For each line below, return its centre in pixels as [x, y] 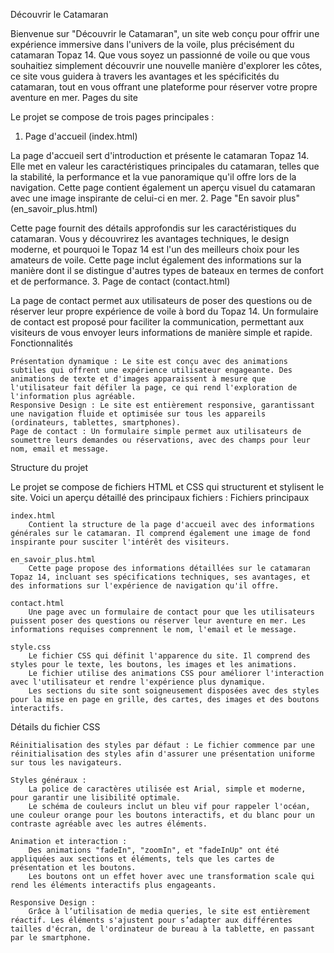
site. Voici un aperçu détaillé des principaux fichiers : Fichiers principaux [160, 497]
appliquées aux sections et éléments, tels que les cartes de [142, 859]
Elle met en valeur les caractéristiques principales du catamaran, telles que [165, 166]
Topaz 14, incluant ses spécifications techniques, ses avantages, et [160, 577]
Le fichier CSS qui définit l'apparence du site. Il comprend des [169, 656]
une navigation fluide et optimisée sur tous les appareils [138, 414]
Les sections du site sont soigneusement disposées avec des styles [174, 691]
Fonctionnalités [41, 343]
